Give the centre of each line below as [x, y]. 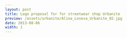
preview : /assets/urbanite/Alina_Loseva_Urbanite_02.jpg [64, 18]
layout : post [18, 9]
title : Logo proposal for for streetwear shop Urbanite [63, 14]
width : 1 [14, 27]
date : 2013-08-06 [23, 23]
